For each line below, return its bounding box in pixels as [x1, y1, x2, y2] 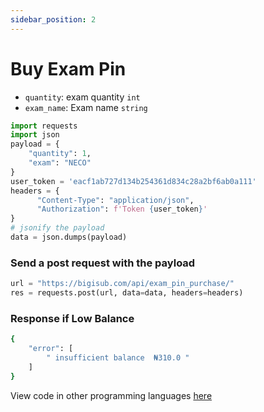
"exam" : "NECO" [28, 158, 92, 168]
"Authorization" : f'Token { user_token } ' [36, 204, 208, 215]
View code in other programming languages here [10, 389, 213, 401]
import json [10, 130, 60, 140]
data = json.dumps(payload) [10, 232, 128, 243]
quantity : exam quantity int [24, 91, 141, 103]
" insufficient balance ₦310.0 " [46, 353, 190, 363]
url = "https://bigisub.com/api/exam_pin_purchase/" [10, 279, 235, 289]
